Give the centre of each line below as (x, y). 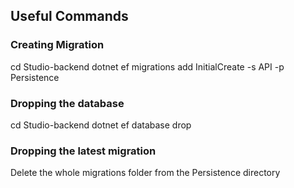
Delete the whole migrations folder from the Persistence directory (145, 173)
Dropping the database (67, 103)
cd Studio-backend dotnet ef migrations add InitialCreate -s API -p (147, 66)
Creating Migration (57, 45)
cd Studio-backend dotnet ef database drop (101, 125)
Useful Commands (69, 16)
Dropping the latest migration (83, 151)
